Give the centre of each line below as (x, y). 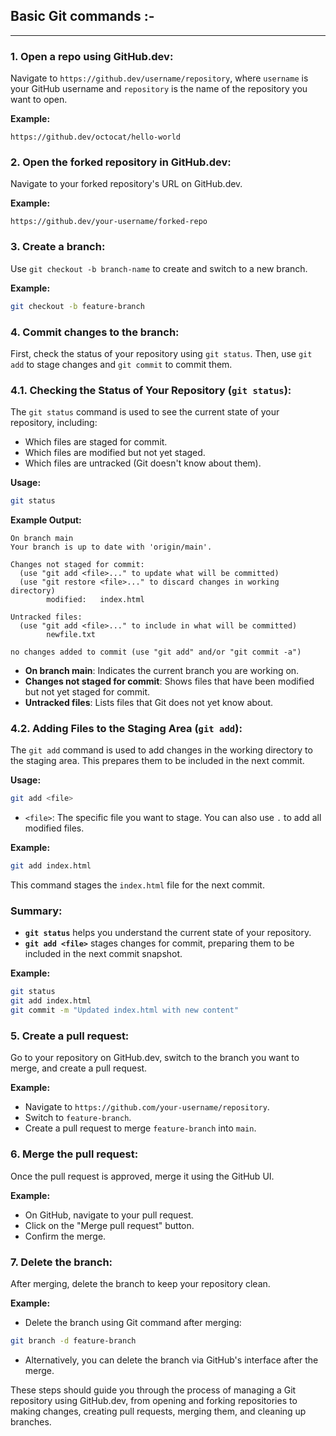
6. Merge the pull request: (74, 1154)
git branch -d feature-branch (73, 1340)
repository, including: (54, 423)
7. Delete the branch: (61, 1262)
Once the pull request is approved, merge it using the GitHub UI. (142, 1176)
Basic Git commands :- (82, 16)
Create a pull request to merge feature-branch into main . (140, 1128)
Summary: (36, 911)
